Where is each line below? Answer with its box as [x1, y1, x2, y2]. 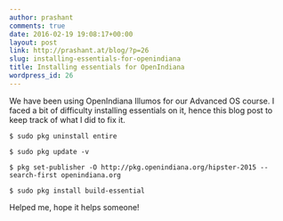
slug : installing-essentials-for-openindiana [9, 54, 181, 63]
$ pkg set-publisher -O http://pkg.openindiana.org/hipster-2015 [9, 162, 256, 172]
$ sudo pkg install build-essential [9, 186, 145, 195]
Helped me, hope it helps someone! [9, 201, 140, 212]
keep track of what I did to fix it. [9, 114, 126, 125]
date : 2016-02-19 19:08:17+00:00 [9, 29, 133, 38]
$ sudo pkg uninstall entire [9, 131, 117, 141]
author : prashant [9, 12, 74, 22]
